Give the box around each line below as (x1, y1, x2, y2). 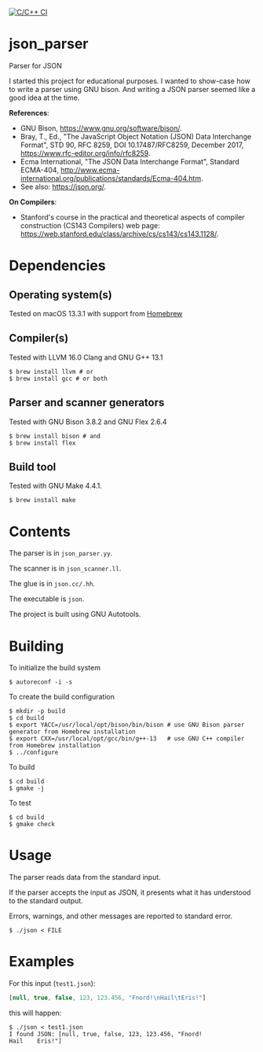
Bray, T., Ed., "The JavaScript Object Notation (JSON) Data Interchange (20, 131, 252, 141)
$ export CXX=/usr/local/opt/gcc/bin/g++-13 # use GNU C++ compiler (9, 735, 245, 743)
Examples (9, 953, 75, 971)
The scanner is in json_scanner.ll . (9, 563, 122, 574)
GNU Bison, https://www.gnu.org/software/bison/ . (20, 123, 183, 133)
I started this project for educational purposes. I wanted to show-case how (9, 76, 250, 86)
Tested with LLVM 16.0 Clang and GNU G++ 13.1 (9, 353, 163, 362)
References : (9, 108, 49, 117)
